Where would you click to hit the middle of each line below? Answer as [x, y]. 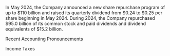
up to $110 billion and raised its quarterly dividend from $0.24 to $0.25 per [84, 13]
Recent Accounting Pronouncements [44, 39]
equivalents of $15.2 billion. [34, 29]
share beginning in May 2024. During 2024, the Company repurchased [80, 18]
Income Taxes [20, 49]
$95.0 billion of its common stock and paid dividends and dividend [76, 23]
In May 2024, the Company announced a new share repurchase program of [85, 7]
